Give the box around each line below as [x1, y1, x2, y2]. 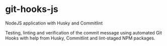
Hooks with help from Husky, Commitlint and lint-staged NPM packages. [5, 35, 155, 41]
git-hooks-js [5, 3, 59, 15]
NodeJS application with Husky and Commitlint [5, 20, 103, 26]
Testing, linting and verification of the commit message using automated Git [5, 29, 162, 35]
